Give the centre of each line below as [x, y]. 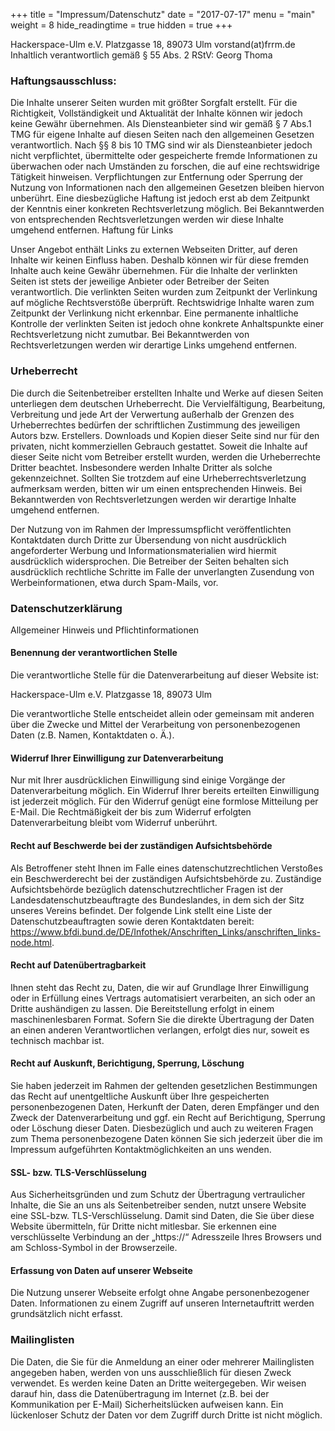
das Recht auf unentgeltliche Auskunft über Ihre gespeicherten [140, 1096]
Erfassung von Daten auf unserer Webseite [101, 1270]
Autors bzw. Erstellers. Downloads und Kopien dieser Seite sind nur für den [165, 435]
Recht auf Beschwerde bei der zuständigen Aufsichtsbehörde [141, 845]
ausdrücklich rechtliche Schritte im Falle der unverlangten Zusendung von [162, 571]
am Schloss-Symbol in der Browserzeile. [94, 1248]
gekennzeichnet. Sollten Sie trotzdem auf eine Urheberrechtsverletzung [158, 478]
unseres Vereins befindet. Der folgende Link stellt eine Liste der [141, 910]
